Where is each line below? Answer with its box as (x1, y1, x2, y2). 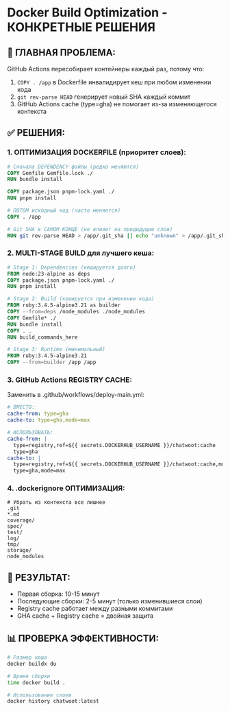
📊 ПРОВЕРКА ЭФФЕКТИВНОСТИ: (7, 632, 159, 644)
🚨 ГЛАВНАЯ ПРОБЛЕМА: (7, 47, 116, 58)
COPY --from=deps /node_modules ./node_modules (7, 309, 146, 315)
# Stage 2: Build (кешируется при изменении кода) (7, 296, 155, 302)
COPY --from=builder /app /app (7, 359, 97, 366)
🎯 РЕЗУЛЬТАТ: (7, 571, 71, 583)
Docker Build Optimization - (7, 5, 168, 21)
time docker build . (7, 679, 66, 686)
